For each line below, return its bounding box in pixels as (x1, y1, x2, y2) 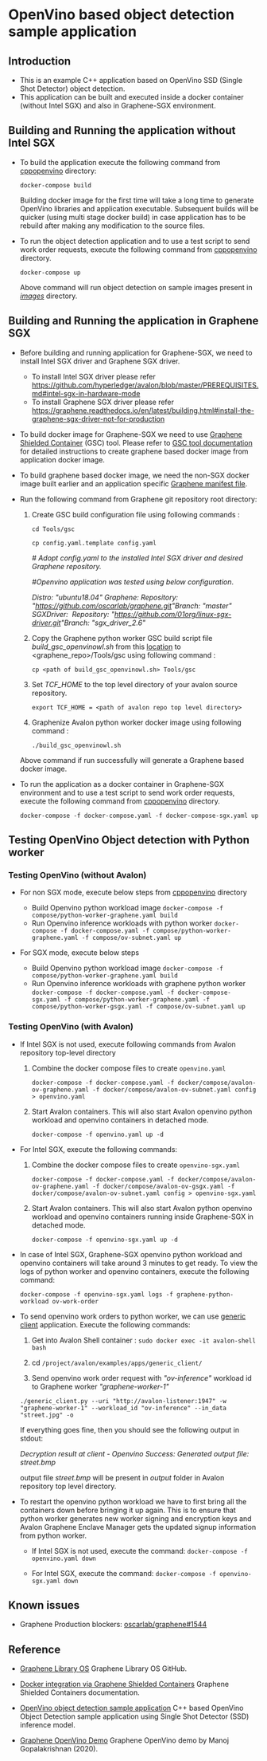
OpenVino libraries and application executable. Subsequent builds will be (19, 203, 259, 213)
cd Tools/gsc (31, 525, 75, 533)
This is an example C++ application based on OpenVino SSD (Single (19, 76, 243, 85)
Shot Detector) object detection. (19, 84, 126, 93)
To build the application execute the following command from (19, 157, 221, 167)
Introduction (8, 54, 72, 68)
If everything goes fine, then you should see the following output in (19, 1425, 240, 1434)
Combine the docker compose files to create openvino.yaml (31, 1063, 226, 1073)
